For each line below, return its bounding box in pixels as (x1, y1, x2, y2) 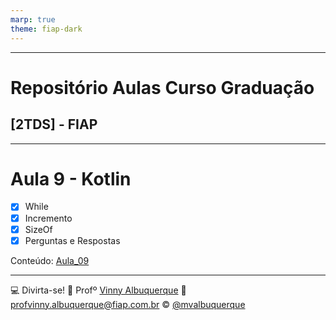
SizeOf (24, 223, 53, 235)
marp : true (10, 14, 56, 25)
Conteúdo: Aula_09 (10, 254, 90, 266)
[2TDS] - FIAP (10, 116, 98, 133)
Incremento (24, 212, 73, 224)
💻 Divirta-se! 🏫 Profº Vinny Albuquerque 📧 (10, 284, 187, 296)
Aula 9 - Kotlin (10, 167, 132, 190)
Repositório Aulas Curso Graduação (10, 76, 315, 99)
